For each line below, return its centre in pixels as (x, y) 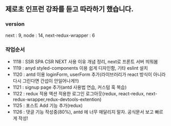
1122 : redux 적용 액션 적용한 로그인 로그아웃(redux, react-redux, (79, 93)
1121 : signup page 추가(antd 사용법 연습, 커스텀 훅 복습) (70, 87)
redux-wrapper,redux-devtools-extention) (57, 99)
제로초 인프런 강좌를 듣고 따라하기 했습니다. (69, 9)
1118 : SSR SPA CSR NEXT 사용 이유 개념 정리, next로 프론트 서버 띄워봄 (85, 61)
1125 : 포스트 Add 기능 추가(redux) (48, 105)
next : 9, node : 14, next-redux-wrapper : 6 (50, 35)
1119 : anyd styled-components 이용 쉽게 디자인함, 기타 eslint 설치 (80, 68)
